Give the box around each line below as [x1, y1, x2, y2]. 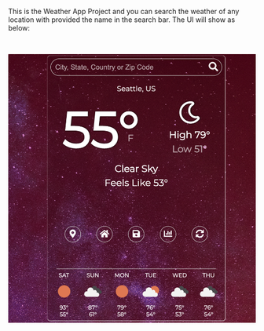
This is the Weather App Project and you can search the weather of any [8, 7, 240, 16]
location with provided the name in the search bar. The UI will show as [8, 15, 236, 24]
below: [8, 24, 30, 32]
